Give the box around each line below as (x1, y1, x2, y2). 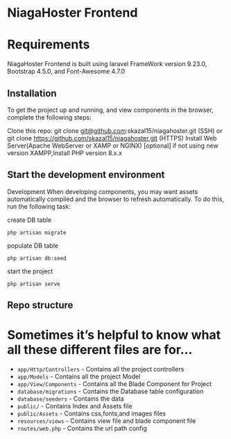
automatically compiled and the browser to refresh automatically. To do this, (7, 195, 224, 203)
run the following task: (7, 202, 71, 210)
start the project (7, 266, 53, 276)
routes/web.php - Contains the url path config (17, 424, 147, 433)
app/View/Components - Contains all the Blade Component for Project (17, 380, 212, 388)
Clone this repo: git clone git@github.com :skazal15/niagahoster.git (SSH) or (7, 127, 223, 135)
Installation (7, 87, 57, 99)
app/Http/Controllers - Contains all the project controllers (17, 365, 185, 374)
